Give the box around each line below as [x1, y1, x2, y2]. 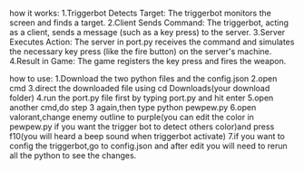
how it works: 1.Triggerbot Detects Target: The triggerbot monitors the [9, 8, 272, 18]
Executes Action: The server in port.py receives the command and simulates [9, 36, 295, 47]
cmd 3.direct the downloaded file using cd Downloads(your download [9, 83, 270, 93]
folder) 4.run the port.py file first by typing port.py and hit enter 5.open [9, 92, 274, 103]
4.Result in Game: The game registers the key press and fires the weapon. [9, 56, 287, 66]
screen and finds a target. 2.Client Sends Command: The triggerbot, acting [9, 17, 289, 28]
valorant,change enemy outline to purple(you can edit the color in [9, 112, 254, 122]
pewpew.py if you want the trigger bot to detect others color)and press [9, 121, 275, 132]
